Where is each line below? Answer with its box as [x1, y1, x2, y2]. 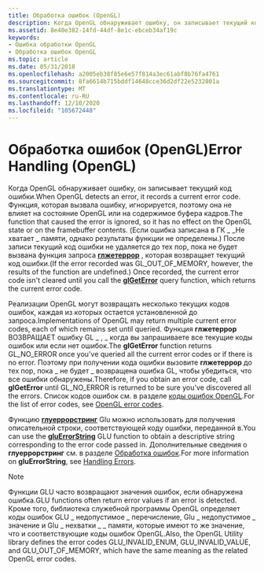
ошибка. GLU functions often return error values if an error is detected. [8, 495, 237, 505]
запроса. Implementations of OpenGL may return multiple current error [8, 316, 237, 325]
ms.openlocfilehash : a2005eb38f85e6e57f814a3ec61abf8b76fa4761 [8, 70, 220, 78]
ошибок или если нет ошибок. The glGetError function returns [8, 340, 212, 350]
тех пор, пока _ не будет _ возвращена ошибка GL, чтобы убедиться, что [8, 365, 252, 375]
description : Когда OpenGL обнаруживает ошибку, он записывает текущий [8, 19, 247, 27]
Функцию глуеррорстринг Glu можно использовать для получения [8, 414, 236, 424]
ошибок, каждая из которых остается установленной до [8, 307, 198, 317]
